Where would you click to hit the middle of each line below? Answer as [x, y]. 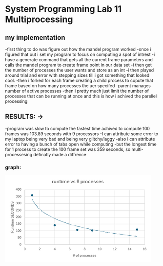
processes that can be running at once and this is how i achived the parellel [81, 96]
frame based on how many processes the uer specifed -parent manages [78, 86]
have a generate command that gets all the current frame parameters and [79, 60]
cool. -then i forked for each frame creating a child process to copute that [79, 80]
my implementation [35, 37]
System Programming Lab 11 [63, 9]
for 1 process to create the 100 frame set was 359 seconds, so [68, 149]
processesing [19, 154]
